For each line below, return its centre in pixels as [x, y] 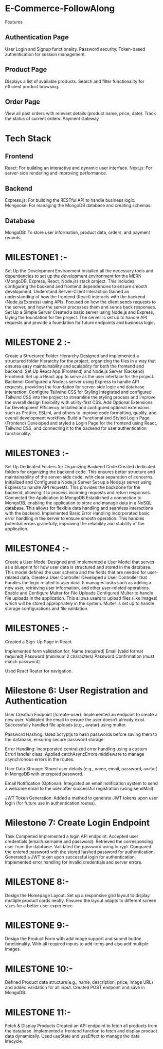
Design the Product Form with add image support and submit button [73, 939]
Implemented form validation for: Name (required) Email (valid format [74, 651]
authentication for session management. [45, 54]
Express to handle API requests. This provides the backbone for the [73, 487]
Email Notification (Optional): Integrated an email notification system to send [81, 783]
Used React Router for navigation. [39, 671]
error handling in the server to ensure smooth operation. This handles [75, 518]
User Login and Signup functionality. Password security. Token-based [75, 49]
